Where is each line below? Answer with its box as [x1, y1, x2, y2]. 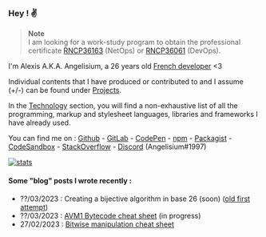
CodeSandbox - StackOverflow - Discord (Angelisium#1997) [8, 142, 207, 151]
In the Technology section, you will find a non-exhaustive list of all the [8, 101, 238, 110]
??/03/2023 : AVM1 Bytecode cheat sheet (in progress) [19, 211, 201, 220]
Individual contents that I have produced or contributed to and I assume [8, 77, 244, 86]
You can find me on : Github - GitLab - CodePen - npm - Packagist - [8, 134, 232, 143]
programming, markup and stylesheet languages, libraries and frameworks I [8, 110, 258, 119]
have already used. [8, 118, 71, 127]
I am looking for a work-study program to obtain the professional [27, 38, 241, 47]
